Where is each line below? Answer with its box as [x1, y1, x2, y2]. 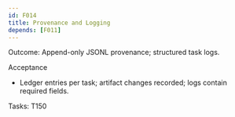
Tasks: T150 [8, 101, 47, 111]
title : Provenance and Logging [8, 19, 111, 27]
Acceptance [8, 63, 48, 72]
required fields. [19, 86, 69, 96]
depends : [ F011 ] [8, 26, 61, 34]
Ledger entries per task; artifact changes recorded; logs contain [19, 78, 228, 87]
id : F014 [8, 11, 37, 20]
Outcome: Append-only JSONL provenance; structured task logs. [8, 48, 220, 57]
